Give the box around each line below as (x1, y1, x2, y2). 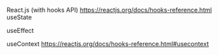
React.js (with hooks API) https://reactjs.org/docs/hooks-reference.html (6, 6, 213, 14)
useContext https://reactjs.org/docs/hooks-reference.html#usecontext (6, 40, 209, 47)
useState (6, 13, 32, 21)
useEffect (6, 27, 34, 34)
